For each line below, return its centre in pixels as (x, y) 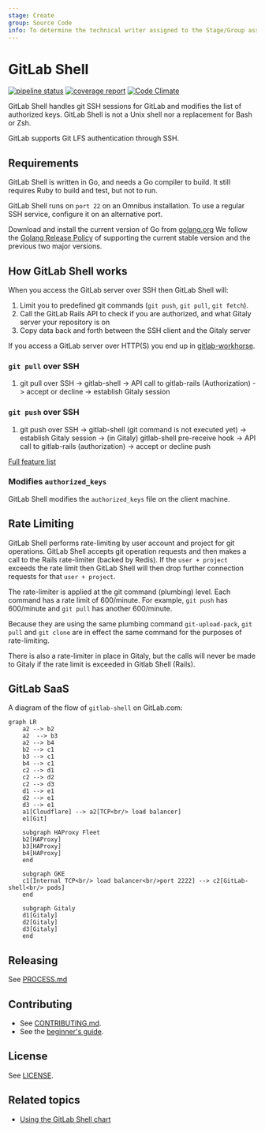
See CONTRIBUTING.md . (60, 1023)
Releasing (33, 960)
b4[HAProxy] (42, 854)
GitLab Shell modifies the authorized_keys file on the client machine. (119, 499)
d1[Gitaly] (40, 916)
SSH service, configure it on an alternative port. (86, 215)
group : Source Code (40, 23)
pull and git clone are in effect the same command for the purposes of (125, 632)
